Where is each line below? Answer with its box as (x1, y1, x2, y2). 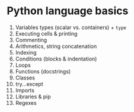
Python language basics (7, 4, 129, 18)
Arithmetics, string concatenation (15, 43, 97, 50)
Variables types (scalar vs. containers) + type (15, 24, 127, 31)
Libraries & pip (15, 93, 51, 100)
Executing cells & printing (15, 30, 78, 37)
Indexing (15, 49, 37, 56)
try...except (15, 80, 43, 87)
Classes (15, 74, 35, 81)
